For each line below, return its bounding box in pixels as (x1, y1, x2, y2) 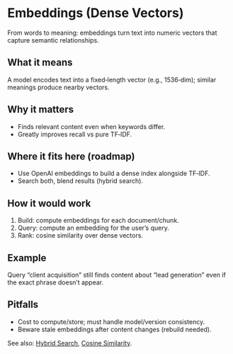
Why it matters (7, 104, 74, 116)
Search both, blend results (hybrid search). (17, 177, 144, 185)
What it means (7, 57, 73, 69)
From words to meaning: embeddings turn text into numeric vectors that (7, 28, 217, 37)
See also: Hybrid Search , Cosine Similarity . (7, 338, 132, 347)
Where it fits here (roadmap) (7, 150, 135, 162)
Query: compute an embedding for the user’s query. (17, 223, 170, 232)
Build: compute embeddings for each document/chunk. (17, 216, 179, 225)
